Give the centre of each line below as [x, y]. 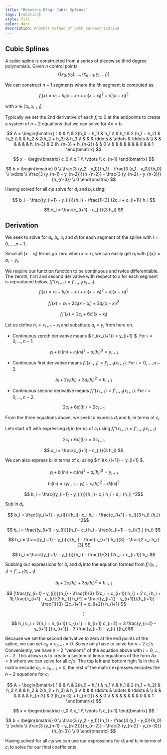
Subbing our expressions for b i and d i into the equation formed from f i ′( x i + [82, 565]
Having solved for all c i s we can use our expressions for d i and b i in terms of [83, 741]
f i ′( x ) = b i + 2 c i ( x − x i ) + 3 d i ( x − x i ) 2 [84, 303]
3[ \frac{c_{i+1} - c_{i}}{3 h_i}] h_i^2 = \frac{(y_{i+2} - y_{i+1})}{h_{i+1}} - [84, 599]
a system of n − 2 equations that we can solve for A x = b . [64, 124]
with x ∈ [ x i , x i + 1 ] [23, 107]
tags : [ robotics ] [23, 15]
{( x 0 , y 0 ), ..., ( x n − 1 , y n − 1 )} [84, 74]
